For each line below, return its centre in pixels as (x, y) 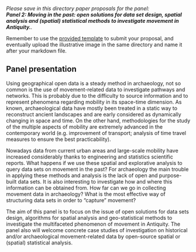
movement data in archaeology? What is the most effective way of (86, 194)
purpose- (170, 175)
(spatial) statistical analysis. (39, 243)
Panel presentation (42, 69)
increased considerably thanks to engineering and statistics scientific (90, 157)
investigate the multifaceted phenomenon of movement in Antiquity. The (93, 224)
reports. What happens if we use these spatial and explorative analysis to (94, 163)
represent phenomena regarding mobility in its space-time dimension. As (94, 102)
